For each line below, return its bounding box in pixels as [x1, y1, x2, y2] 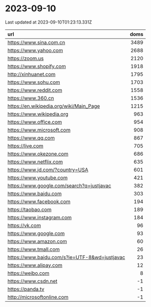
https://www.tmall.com [7, 246, 60, 253]
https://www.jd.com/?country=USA [7, 166, 88, 173]
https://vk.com [7, 222, 41, 229]
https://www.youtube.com [7, 174, 68, 181]
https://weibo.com [7, 270, 50, 277]
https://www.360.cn [7, 94, 54, 101]
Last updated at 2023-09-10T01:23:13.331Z [5, 19, 92, 25]
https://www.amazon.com [7, 238, 67, 245]
